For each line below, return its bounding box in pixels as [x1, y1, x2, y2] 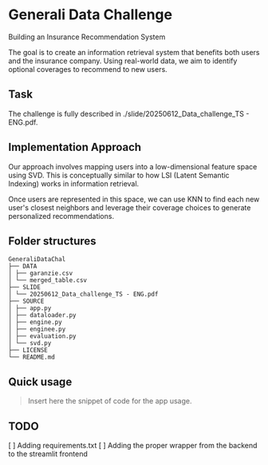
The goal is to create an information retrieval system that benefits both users [8, 47, 260, 57]
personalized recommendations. [8, 211, 114, 221]
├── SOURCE [8, 297, 45, 305]
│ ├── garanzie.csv [8, 269, 73, 277]
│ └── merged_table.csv [8, 276, 88, 284]
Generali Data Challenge [8, 6, 173, 24]
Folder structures [8, 234, 97, 248]
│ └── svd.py [8, 340, 52, 348]
